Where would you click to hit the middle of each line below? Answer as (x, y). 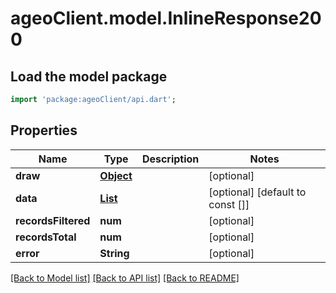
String (114, 253)
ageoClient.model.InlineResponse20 (166, 18)
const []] (229, 204)
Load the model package (89, 76)
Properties (44, 130)
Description (170, 159)
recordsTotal (46, 237)
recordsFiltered (53, 220)
